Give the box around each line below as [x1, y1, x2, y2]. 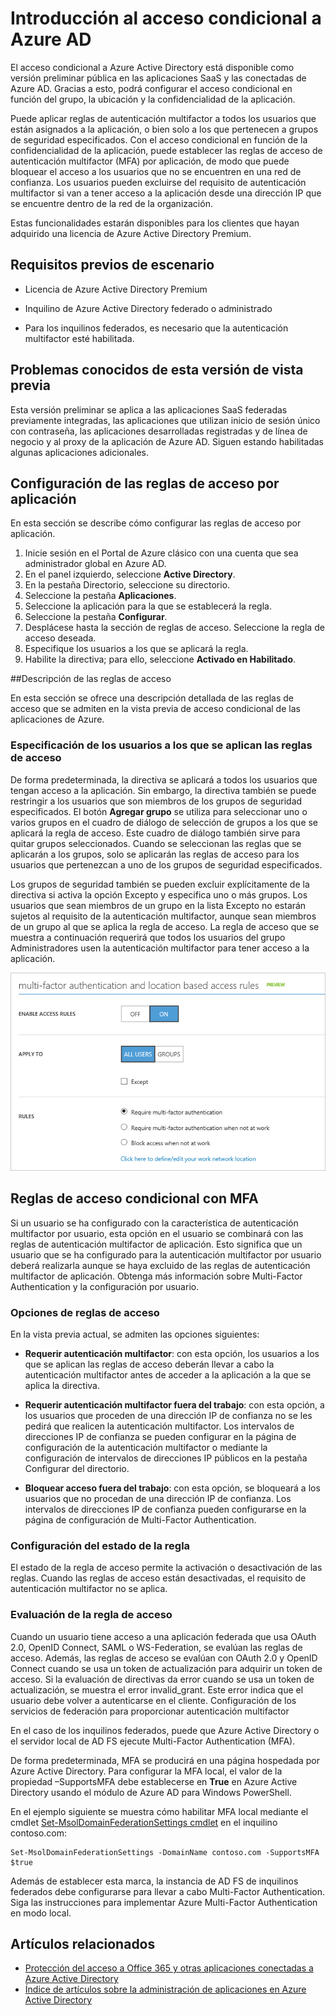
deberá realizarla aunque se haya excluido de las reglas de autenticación [10, 1259, 311, 1271]
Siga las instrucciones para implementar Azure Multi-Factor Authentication [10, 1896, 318, 1908]
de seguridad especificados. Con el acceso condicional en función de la [10, 133, 308, 146]
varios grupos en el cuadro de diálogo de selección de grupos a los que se [10, 816, 319, 828]
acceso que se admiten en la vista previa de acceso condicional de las [10, 703, 301, 715]
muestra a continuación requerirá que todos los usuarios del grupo [10, 931, 286, 943]
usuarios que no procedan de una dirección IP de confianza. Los [24, 1492, 292, 1504]
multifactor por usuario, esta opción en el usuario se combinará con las [10, 1227, 304, 1239]
